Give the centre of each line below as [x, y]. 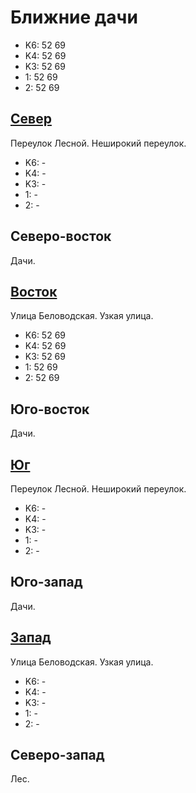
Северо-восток [61, 236]
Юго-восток [50, 409]
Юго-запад [46, 582]
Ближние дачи [74, 17]
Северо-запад [57, 755]
